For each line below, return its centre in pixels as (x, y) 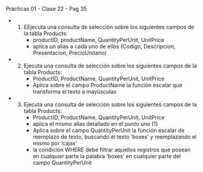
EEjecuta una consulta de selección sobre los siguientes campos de (109, 27)
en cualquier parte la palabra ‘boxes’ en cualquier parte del (107, 156)
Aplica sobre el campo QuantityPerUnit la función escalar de (109, 130)
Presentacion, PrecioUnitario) (70, 53)
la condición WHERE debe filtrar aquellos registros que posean (112, 150)
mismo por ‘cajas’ (55, 143)
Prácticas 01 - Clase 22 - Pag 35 (46, 9)
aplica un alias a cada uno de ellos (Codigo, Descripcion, (104, 46)
